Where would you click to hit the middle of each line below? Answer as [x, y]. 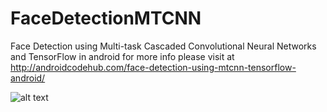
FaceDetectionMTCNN [106, 18]
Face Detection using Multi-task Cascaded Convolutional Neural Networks [163, 46]
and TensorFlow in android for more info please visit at [122, 56]
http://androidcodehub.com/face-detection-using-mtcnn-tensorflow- [153, 67]
